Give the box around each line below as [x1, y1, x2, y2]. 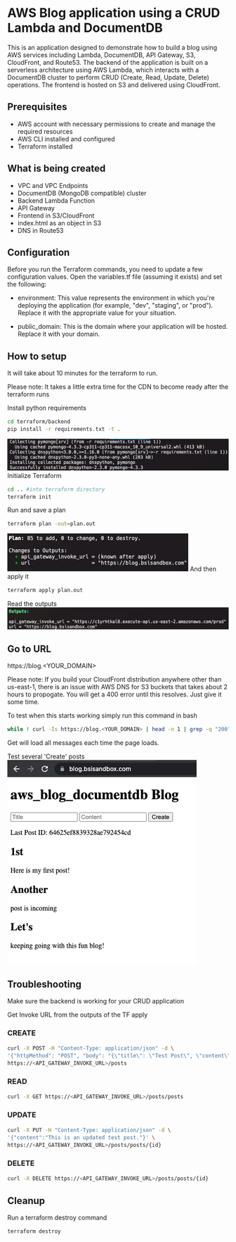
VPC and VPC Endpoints [17, 181, 88, 189]
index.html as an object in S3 [17, 218, 102, 227]
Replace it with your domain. [17, 330, 100, 339]
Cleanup [7, 1195, 46, 1207]
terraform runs [7, 390, 50, 399]
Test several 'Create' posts [7, 752, 85, 761]
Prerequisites [7, 101, 67, 113]
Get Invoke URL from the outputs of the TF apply [7, 1010, 148, 1019]
